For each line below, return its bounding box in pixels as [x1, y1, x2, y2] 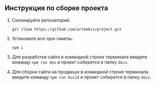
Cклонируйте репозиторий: [11, 17, 70, 23]
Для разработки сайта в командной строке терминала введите [11, 54, 148, 60]
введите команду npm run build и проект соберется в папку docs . [11, 74, 152, 80]
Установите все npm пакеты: [11, 35, 73, 41]
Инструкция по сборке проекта [4, 4, 108, 12]
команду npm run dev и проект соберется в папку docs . [11, 59, 129, 65]
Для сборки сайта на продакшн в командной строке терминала [11, 69, 149, 75]
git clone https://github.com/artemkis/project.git [11, 27, 122, 32]
